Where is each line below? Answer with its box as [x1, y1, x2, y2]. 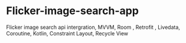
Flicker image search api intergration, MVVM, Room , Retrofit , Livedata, [6, 24, 180, 31]
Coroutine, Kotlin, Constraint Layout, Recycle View [6, 29, 129, 37]
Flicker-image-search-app [6, 4, 139, 18]
